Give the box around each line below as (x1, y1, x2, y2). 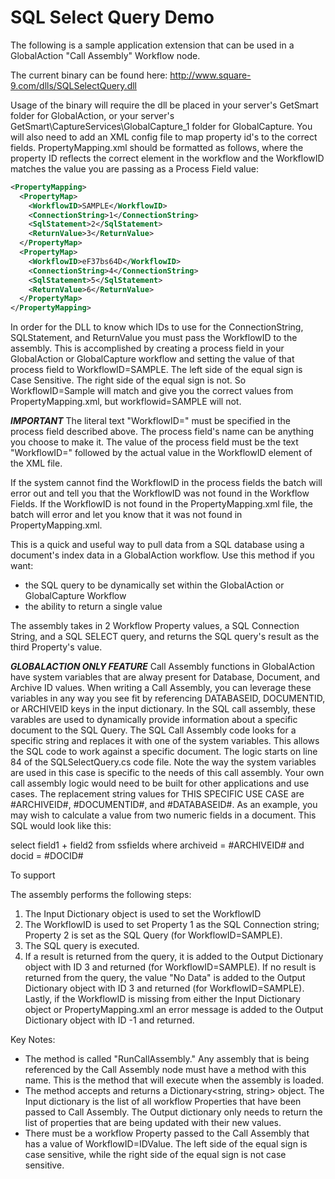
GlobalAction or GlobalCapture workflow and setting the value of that (10, 353, 295, 365)
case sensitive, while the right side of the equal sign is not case (24, 1149, 287, 1161)
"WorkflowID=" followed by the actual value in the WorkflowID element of (10, 447, 313, 459)
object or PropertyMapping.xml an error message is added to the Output (24, 1004, 324, 1016)
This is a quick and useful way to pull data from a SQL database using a (10, 539, 305, 551)
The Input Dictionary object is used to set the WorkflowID (24, 908, 262, 920)
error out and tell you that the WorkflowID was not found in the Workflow (10, 487, 310, 500)
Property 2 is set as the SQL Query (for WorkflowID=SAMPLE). (24, 929, 283, 941)
